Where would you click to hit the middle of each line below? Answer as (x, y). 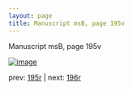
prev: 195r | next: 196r (45, 77)
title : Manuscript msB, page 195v (67, 23)
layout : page (30, 16)
